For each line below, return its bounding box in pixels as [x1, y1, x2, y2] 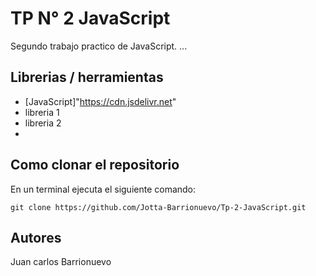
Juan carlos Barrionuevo [10, 256, 112, 268]
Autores [10, 229, 62, 246]
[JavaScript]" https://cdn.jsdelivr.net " [24, 95, 177, 107]
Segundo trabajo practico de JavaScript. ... [10, 40, 188, 52]
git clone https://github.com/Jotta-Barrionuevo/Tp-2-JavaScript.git [10, 202, 307, 212]
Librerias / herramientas [10, 69, 164, 86]
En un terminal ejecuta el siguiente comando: [10, 183, 197, 195]
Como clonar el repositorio [10, 157, 180, 174]
